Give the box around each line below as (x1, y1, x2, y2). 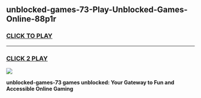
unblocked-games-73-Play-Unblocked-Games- (6, 5, 188, 15)
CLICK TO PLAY (6, 32, 53, 40)
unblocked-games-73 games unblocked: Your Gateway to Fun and (6, 78, 175, 86)
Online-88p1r (6, 14, 57, 24)
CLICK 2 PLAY (6, 54, 48, 62)
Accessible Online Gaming (6, 85, 74, 92)
